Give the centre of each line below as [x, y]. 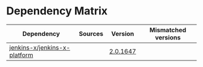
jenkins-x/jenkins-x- [40, 47]
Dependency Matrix [57, 11]
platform [21, 55]
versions [168, 37]
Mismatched [168, 30]
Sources [91, 33]
